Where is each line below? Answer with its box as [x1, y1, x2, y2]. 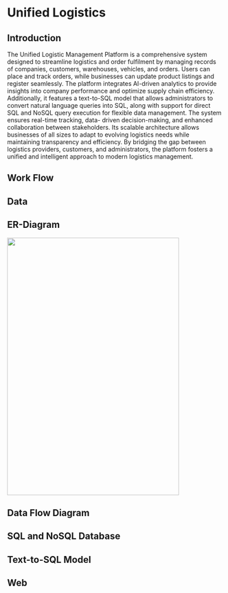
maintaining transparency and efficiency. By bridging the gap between [7, 138, 206, 146]
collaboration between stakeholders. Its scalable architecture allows [7, 124, 200, 131]
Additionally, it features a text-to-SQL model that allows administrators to [7, 94, 214, 102]
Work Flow [7, 172, 54, 184]
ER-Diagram [7, 219, 60, 231]
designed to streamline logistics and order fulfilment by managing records [7, 58, 216, 66]
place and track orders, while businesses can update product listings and [7, 72, 215, 80]
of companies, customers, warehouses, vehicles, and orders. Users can [7, 65, 211, 73]
